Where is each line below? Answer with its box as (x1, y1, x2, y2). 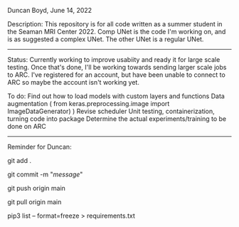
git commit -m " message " (7, 170, 83, 179)
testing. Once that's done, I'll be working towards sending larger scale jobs (7, 63, 227, 71)
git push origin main (7, 184, 66, 192)
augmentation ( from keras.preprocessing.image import (7, 100, 170, 107)
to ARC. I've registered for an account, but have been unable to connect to (7, 70, 225, 79)
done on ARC (7, 122, 46, 130)
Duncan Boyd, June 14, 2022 (7, 6, 92, 14)
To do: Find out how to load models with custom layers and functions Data (7, 92, 225, 100)
